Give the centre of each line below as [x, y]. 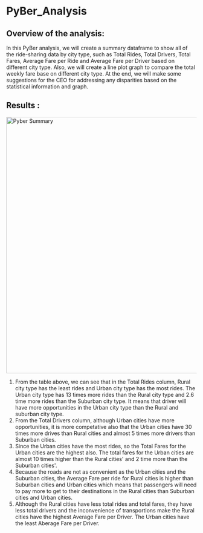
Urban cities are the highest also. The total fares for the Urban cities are [105, 453]
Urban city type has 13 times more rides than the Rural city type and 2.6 [105, 394]
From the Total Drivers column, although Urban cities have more [95, 420]
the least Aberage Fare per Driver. [57, 523]
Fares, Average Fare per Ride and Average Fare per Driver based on [91, 61]
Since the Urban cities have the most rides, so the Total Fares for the [100, 446]
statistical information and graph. [47, 87]
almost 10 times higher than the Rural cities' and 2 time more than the [101, 459]
